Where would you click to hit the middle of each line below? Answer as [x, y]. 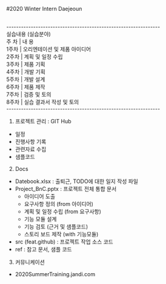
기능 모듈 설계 [40, 219]
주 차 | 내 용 [20, 41]
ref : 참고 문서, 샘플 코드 [43, 249]
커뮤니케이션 [30, 262]
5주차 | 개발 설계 [26, 79]
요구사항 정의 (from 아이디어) [59, 204]
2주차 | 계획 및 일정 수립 [35, 56]
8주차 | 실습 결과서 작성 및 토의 [43, 102]
